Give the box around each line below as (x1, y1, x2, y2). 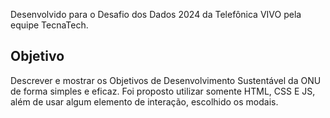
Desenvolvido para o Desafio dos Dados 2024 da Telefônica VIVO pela (10, 9, 302, 20)
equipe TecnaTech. (10, 19, 89, 31)
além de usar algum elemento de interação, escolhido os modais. (10, 95, 279, 108)
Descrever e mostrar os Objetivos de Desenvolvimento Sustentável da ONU (10, 74, 322, 86)
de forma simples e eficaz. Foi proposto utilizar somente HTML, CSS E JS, (10, 85, 316, 97)
